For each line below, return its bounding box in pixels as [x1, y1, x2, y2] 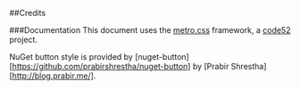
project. [9, 35, 38, 45]
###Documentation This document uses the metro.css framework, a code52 [9, 25, 291, 35]
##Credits [9, 8, 46, 18]
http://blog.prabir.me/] [12, 70, 94, 81]
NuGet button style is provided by [9, 52, 134, 61]
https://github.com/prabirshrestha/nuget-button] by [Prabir [12, 61, 229, 71]
